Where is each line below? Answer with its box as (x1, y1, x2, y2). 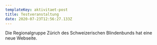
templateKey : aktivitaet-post (5, 7, 68, 12)
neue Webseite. (5, 35, 37, 41)
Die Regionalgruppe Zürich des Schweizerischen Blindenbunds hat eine (5, 30, 153, 36)
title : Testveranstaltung (5, 12, 59, 17)
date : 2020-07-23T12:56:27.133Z (5, 16, 72, 21)
